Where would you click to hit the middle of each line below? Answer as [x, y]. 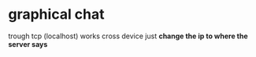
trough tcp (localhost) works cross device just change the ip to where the [128, 36]
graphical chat [56, 14]
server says [28, 44]
